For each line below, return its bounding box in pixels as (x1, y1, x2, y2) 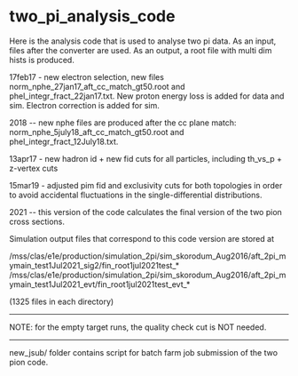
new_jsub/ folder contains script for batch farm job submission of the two (9, 347, 278, 357)
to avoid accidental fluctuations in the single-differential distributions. (9, 189, 263, 200)
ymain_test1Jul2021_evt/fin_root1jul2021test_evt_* (9, 278, 191, 290)
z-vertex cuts (9, 163, 59, 173)
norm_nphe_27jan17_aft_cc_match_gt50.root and (9, 81, 185, 92)
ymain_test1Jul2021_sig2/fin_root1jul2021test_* (9, 260, 180, 270)
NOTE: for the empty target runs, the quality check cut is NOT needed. (9, 322, 267, 332)
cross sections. (9, 216, 65, 227)
